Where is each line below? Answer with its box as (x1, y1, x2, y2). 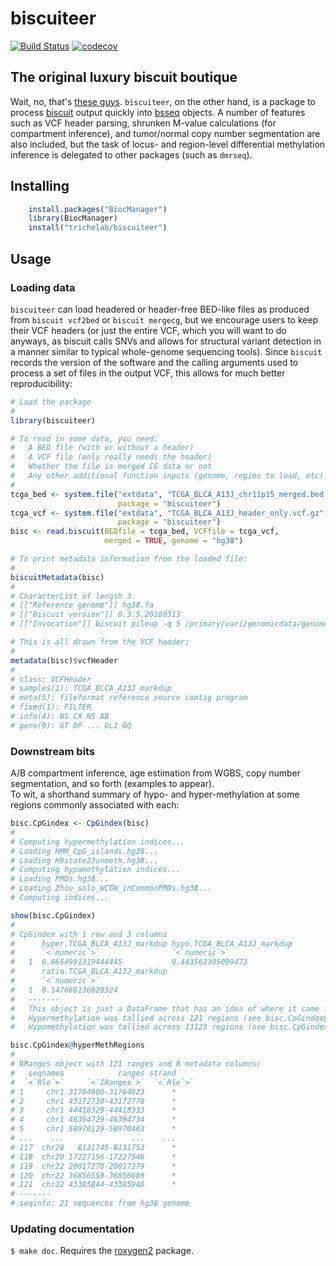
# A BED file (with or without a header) (10, 443, 195, 453)
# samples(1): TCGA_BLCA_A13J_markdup (10, 683, 172, 694)
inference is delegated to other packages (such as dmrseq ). (10, 148, 253, 161)
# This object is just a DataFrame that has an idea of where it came (10, 1003, 320, 1014)
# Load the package (10, 397, 92, 407)
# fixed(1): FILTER (10, 702, 92, 712)
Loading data (10, 280, 76, 294)
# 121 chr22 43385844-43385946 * (10, 1180, 177, 1190)
